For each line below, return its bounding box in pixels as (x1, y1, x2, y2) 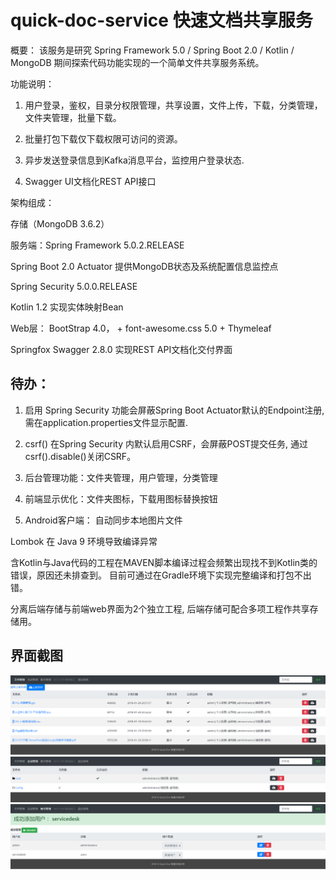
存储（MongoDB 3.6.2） (10, 217, 110, 230)
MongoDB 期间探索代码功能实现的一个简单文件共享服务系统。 (10, 56, 265, 68)
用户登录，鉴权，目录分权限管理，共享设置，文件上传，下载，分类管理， (24, 99, 323, 111)
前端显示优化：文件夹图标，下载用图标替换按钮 (24, 492, 218, 505)
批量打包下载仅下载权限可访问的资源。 (24, 132, 183, 145)
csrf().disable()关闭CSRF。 (24, 450, 137, 462)
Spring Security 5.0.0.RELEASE (10, 280, 138, 292)
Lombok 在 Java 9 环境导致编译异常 (10, 535, 158, 547)
